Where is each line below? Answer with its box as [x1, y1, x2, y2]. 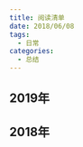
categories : [9, 47, 54, 56]
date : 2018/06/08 [9, 22, 75, 31]
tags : [9, 30, 30, 39]
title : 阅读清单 [9, 13, 65, 23]
